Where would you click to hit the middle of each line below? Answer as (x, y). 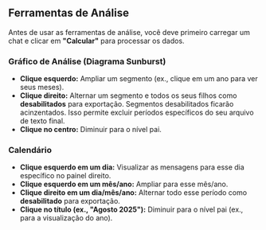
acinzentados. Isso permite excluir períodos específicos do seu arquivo (137, 113)
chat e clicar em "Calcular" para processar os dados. (96, 41)
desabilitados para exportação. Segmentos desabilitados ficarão (127, 104)
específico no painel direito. (65, 176)
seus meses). (42, 88)
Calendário (30, 150)
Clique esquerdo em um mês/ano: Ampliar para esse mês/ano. (124, 184)
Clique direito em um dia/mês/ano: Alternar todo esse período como (133, 193)
